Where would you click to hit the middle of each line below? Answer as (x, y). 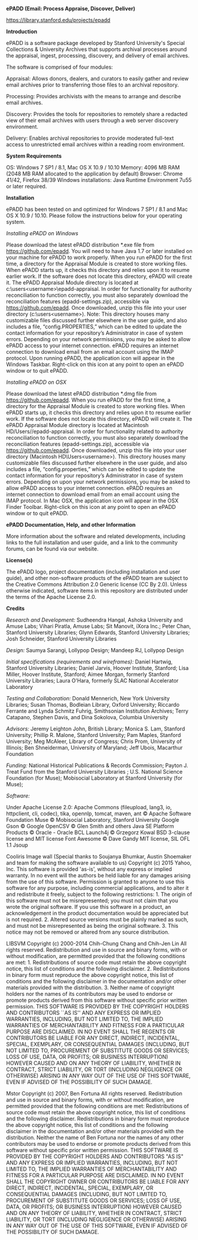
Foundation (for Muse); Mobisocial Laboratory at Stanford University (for (95, 778)
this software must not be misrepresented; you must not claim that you (92, 901)
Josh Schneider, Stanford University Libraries (61, 639)
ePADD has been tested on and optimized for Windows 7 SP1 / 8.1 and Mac (97, 209)
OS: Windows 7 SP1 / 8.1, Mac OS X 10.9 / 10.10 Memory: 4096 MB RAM (93, 167)
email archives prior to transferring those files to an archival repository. (92, 85)
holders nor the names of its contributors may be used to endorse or (90, 994)
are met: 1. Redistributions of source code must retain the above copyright (96, 962)
